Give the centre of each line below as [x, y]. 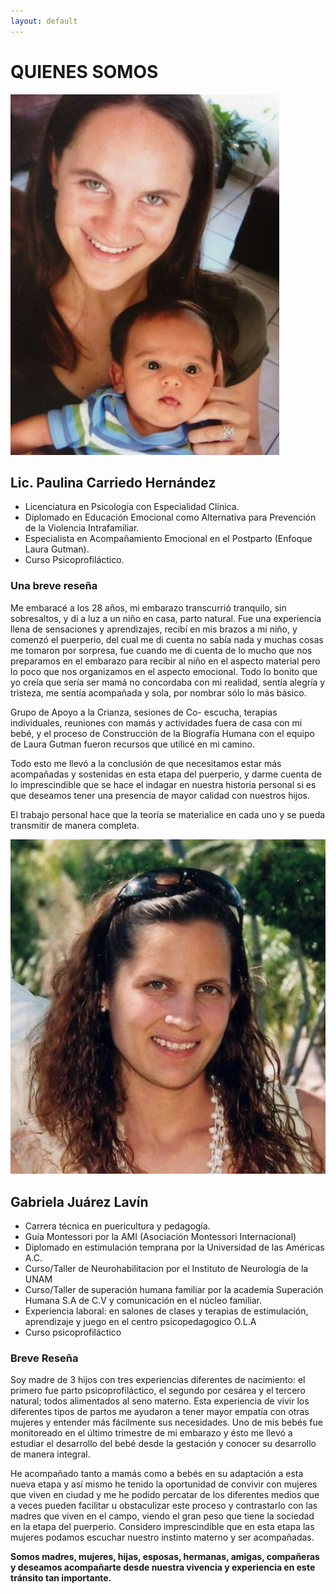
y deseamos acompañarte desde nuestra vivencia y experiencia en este [163, 1567]
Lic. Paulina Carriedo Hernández [113, 482]
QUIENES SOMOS [84, 71]
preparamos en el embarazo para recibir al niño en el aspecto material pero [165, 661]
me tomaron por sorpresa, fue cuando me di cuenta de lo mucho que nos [161, 650]
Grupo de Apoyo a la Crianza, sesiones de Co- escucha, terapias [144, 712]
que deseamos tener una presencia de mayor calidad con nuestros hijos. [160, 795]
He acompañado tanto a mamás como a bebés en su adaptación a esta [157, 1474]
